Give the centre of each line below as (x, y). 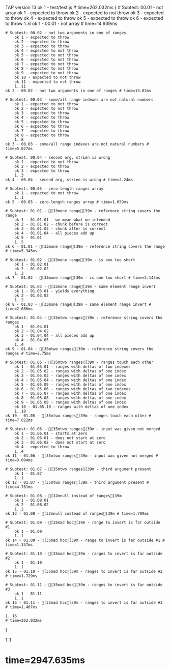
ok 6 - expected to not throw (47, 60)
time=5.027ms (19, 149)
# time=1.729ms (21, 576)
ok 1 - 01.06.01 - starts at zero (51, 433)
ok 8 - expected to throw (42, 135)
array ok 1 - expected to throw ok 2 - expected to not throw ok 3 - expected (84, 13)
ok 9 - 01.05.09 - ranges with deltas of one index (70, 402)
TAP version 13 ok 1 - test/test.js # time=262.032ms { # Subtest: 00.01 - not (84, 7)
